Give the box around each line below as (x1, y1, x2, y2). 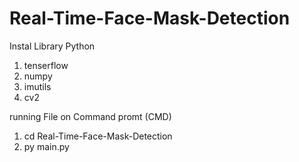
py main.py (23, 140, 70, 152)
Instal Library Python (9, 40, 96, 52)
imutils (23, 80, 52, 92)
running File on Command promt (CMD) (9, 110, 172, 122)
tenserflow (23, 59, 69, 71)
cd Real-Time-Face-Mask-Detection (23, 130, 173, 142)
